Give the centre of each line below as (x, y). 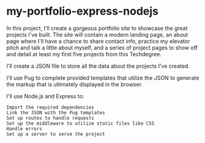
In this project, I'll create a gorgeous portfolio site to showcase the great (97, 28)
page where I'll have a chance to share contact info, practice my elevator (98, 41)
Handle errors (24, 129)
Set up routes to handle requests (50, 118)
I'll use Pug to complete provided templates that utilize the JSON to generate (103, 78)
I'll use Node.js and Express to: (45, 96)
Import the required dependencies (50, 107)
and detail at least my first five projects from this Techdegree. (84, 54)
